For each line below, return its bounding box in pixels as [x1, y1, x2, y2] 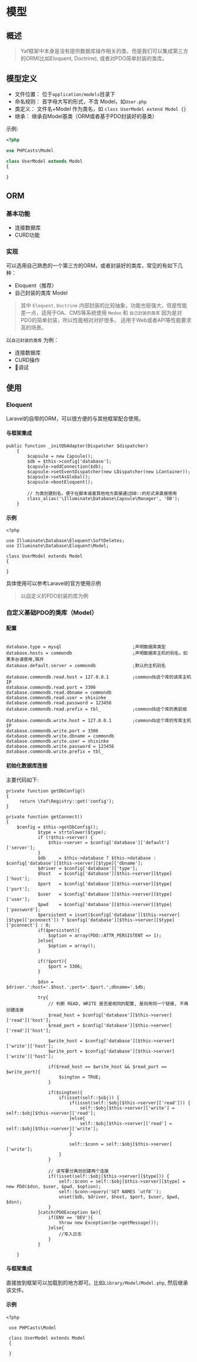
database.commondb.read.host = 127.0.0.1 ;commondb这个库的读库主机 [6, 674, 192, 680]
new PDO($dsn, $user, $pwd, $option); [6, 1183, 101, 1189]
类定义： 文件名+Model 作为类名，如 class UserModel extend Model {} [14, 105, 186, 112]
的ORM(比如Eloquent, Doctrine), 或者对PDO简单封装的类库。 [20, 55, 168, 62]
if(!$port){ [37, 958, 67, 964]
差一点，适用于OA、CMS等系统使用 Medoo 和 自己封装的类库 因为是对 [20, 309, 182, 316]
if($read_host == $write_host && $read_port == [48, 1064, 167, 1069]
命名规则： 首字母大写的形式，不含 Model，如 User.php [14, 98, 147, 105]
